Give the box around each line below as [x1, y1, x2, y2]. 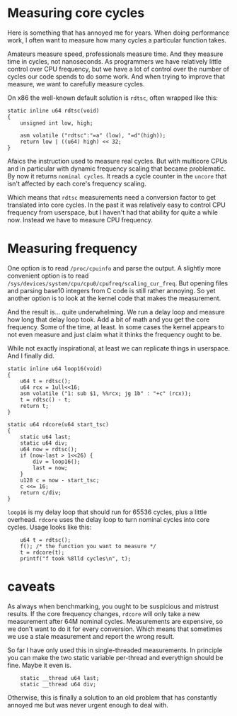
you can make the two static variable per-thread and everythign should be [7, 653, 224, 661]
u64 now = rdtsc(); [20, 445, 78, 453]
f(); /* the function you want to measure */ [20, 542, 157, 550]
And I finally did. [7, 351, 55, 360]
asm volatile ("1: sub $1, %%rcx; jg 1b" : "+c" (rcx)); [20, 390, 192, 397]
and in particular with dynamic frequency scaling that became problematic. [7, 164, 226, 173]
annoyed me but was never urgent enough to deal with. [7, 700, 168, 709]
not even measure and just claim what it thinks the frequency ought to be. [7, 330, 222, 339]
